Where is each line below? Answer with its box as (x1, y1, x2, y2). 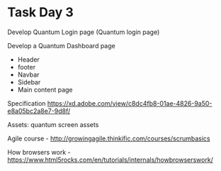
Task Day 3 (7, 4, 74, 21)
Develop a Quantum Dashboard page (7, 41, 115, 50)
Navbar (17, 70, 40, 79)
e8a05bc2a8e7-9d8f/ (7, 106, 71, 115)
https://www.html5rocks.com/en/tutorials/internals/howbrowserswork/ (7, 155, 214, 164)
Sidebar (17, 77, 41, 86)
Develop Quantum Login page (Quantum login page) (7, 28, 160, 36)
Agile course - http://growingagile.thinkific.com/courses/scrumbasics (7, 134, 210, 143)
